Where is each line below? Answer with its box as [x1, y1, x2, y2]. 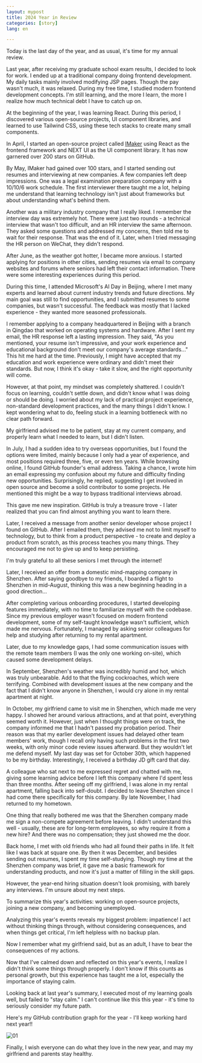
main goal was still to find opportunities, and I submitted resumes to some [6, 296, 190, 303]
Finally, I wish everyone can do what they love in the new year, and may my [6, 1044, 194, 1051]
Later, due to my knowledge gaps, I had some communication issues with [6, 643, 189, 651]
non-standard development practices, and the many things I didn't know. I [6, 402, 190, 410]
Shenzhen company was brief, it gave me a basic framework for [6, 862, 165, 869]
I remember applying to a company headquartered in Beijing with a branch [6, 320, 191, 327]
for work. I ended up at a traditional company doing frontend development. [6, 72, 192, 79]
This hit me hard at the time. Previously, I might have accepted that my [6, 352, 181, 359]
